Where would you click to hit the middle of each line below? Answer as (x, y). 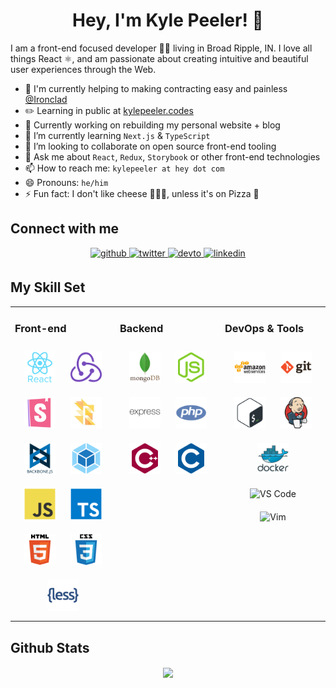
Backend (141, 329)
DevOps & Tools (264, 329)
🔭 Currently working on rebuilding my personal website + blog (152, 125)
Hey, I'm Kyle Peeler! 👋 (168, 20)
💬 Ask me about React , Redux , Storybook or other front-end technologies (172, 156)
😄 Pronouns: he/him (66, 182)
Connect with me (65, 229)
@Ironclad (46, 99)
